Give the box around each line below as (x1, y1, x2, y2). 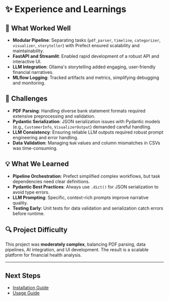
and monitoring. (12, 80, 46, 86)
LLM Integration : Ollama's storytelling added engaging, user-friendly (12, 64, 156, 70)
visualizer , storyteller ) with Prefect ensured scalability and (12, 43, 140, 48)
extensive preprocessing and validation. (12, 113, 96, 119)
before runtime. (12, 210, 45, 217)
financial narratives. (12, 69, 54, 75)
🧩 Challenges (5, 94, 48, 103)
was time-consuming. (12, 145, 58, 151)
